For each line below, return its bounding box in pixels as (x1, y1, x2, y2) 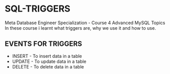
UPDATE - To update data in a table (12, 58, 87, 64)
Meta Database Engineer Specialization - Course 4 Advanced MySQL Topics (5, 20, 165, 26)
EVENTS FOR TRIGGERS (5, 40, 82, 48)
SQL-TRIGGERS (5, 3, 71, 15)
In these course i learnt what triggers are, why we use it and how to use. (5, 25, 156, 31)
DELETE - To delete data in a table (12, 63, 84, 69)
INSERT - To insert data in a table (12, 53, 82, 59)
